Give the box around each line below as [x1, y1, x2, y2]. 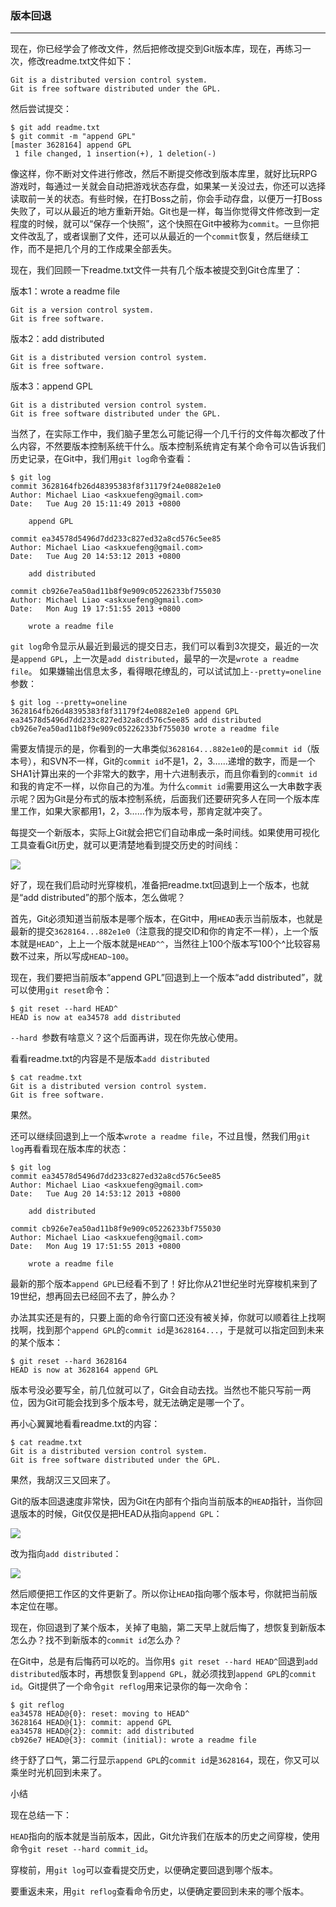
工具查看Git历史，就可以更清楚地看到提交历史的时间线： [10, 839, 242, 851]
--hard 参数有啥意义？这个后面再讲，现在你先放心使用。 [10, 1032, 244, 1044]
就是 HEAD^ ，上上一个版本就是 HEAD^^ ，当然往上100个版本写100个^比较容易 [18, 938, 322, 950]
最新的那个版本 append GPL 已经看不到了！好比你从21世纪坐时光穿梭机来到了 [10, 1278, 318, 1290]
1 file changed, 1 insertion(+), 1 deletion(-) [14, 149, 217, 159]
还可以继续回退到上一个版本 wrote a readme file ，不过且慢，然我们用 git [10, 1130, 311, 1142]
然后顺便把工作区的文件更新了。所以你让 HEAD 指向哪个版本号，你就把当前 [10, 1588, 309, 1600]
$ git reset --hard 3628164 [10, 1357, 128, 1367]
